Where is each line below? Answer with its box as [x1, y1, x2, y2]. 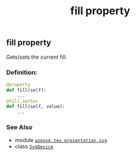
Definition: [6, 68, 38, 77]
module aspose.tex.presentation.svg [14, 136, 107, 144]
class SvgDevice [14, 143, 54, 150]
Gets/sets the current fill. [6, 53, 67, 61]
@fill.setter [6, 98, 39, 104]
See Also [6, 123, 33, 132]
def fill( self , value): [6, 104, 66, 110]
